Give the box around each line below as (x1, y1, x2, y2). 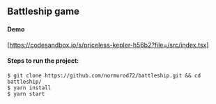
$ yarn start (7, 90, 45, 97)
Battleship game (7, 6, 80, 17)
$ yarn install (7, 84, 52, 91)
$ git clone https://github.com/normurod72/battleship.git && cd (7, 72, 201, 79)
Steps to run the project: (7, 57, 79, 65)
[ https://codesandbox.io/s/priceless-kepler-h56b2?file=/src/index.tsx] (7, 40, 209, 49)
